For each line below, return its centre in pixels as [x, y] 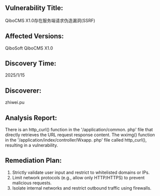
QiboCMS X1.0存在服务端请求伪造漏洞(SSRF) [50, 20]
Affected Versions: [34, 36]
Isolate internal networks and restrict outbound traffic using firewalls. [82, 188]
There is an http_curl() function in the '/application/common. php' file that [79, 130]
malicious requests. [32, 183]
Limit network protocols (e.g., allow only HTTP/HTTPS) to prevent [78, 177]
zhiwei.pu [15, 102]
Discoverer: [23, 90]
